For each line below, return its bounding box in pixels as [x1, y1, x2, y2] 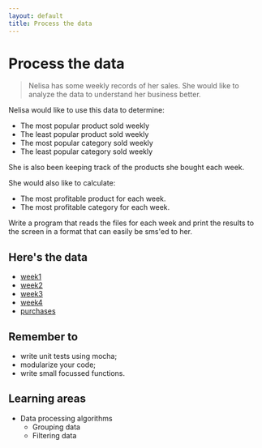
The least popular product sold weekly [19, 130, 149, 139]
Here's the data [8, 250, 88, 264]
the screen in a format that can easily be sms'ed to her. [8, 227, 193, 237]
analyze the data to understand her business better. [28, 90, 201, 100]
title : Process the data [8, 19, 92, 28]
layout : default [8, 11, 63, 20]
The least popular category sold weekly [19, 147, 153, 156]
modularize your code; [19, 360, 96, 369]
